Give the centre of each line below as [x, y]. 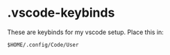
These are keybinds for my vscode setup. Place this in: [86, 32]
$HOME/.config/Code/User [43, 45]
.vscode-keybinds [61, 13]
